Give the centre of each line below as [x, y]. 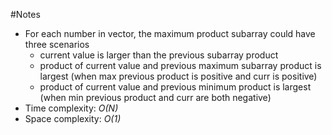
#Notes [25, 14]
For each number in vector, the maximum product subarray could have [170, 33]
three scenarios [57, 44]
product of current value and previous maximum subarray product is [180, 65]
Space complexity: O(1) [73, 118]
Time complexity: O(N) [71, 108]
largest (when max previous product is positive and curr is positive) [178, 76]
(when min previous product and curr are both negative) [155, 97]
